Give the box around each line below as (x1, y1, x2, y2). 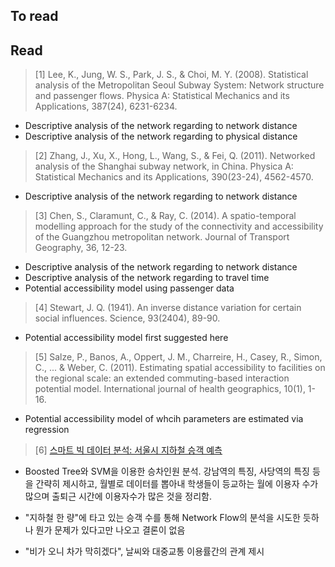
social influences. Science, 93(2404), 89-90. (34, 312, 221, 324)
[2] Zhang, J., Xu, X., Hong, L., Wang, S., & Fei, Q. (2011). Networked (34, 150, 316, 162)
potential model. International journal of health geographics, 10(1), (34, 383, 306, 395)
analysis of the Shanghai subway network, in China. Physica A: (34, 160, 294, 173)
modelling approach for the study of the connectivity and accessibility (34, 220, 324, 233)
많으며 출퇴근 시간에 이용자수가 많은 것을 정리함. (24, 490, 212, 503)
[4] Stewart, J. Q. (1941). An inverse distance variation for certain (34, 302, 302, 314)
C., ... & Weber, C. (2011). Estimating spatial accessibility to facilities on (34, 362, 326, 374)
